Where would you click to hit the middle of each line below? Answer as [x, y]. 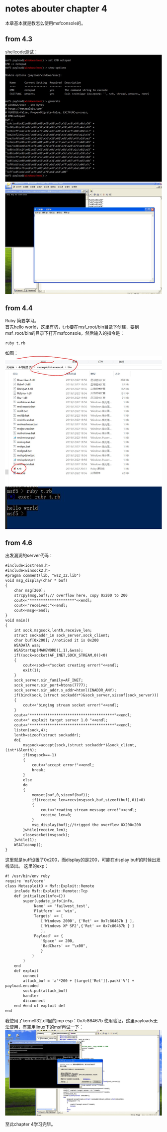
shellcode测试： [22, 52]
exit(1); [32, 671]
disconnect [34, 1001]
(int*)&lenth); [21, 750]
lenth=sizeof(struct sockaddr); [47, 735]
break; [39, 770]
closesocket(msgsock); [46, 835]
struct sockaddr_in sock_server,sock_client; [62, 636]
